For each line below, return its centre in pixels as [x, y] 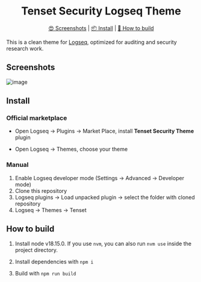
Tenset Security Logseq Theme [101, 11]
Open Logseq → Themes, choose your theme [71, 149]
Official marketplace [37, 118]
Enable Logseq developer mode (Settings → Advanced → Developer [100, 178]
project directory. [36, 250]
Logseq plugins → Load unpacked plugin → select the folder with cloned [105, 197]
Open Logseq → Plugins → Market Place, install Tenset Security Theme [104, 131]
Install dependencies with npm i [54, 262]
